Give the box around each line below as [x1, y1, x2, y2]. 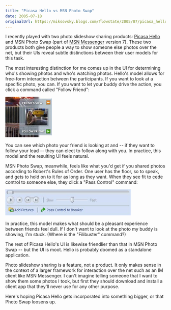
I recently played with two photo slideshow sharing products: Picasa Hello [5, 34, 160, 40]
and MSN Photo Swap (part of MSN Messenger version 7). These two [5, 39, 152, 45]
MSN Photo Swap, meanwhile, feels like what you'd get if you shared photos [5, 163, 165, 169]
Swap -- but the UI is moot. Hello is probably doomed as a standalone [5, 247, 152, 253]
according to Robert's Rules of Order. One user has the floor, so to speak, [5, 168, 159, 175]
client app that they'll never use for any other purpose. [5, 284, 120, 290]
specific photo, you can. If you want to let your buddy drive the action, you [5, 81, 162, 88]
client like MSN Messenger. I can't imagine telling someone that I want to [5, 273, 158, 279]
